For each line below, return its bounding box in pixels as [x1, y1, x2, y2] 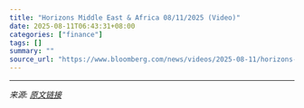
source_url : [9, 55, 54, 64]
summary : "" [9, 47, 54, 56]
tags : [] [9, 38, 43, 48]
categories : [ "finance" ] [9, 30, 103, 39]
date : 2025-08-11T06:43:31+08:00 [9, 22, 136, 31]
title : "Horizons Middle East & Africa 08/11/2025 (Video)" [9, 13, 242, 22]
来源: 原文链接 [9, 89, 62, 100]
